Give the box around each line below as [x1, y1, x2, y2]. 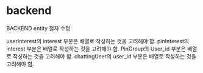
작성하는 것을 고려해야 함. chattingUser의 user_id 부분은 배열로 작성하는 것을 [12, 52, 197, 60]
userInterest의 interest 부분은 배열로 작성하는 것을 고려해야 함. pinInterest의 [6, 37, 189, 44]
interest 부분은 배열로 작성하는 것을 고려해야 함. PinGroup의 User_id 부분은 [6, 45, 186, 52]
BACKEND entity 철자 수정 [6, 24, 71, 32]
